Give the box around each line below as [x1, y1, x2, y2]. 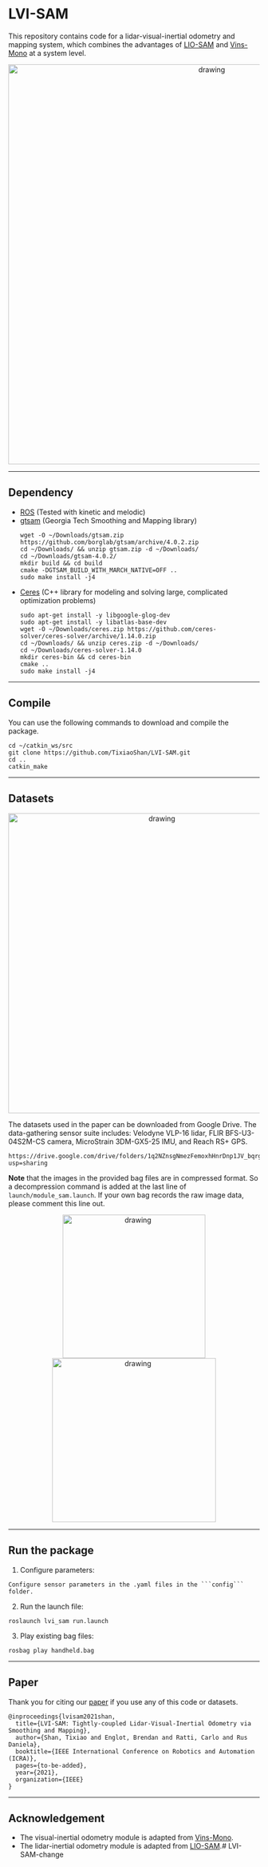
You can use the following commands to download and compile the [8, 718, 229, 727]
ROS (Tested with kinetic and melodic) [19, 507, 146, 517]
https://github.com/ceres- [127, 625, 217, 633]
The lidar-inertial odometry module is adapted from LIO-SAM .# [19, 1841, 227, 1851]
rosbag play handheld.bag [8, 1646, 94, 1654]
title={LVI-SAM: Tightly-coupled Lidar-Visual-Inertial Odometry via [15, 1719, 251, 1728]
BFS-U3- [225, 1129, 255, 1138]
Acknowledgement [8, 1811, 105, 1825]
